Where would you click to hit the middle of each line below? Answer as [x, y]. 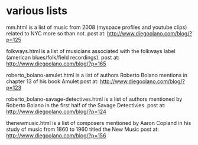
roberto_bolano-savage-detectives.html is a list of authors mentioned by [94, 99]
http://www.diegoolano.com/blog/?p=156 [56, 135]
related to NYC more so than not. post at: [56, 33]
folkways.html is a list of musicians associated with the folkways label [91, 51]
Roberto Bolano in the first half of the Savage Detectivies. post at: [86, 105]
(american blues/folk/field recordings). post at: [63, 57]
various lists [37, 11]
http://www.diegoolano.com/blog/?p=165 [56, 64]
